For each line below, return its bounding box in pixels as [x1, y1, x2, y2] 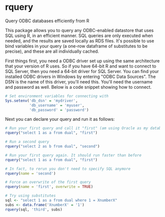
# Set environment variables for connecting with [5, 93, 109, 99]
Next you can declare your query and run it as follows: [5, 116, 115, 122]
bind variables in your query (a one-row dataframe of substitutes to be [5, 43, 148, 49]
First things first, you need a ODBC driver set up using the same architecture [5, 58, 160, 64]
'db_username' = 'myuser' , [29, 103, 84, 108]
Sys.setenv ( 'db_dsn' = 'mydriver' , [5, 98, 78, 103]
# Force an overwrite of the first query [5, 180, 91, 185]
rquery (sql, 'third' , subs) [5, 207, 63, 212]
